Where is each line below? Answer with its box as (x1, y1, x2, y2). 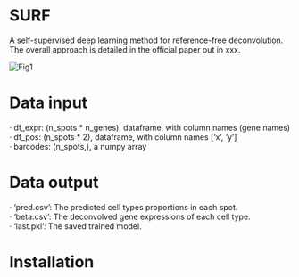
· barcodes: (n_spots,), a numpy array (9, 141, 147, 151)
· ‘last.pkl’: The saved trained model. (9, 220, 142, 232)
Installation (9, 252, 95, 272)
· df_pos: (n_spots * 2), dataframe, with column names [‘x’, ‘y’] (9, 131, 237, 143)
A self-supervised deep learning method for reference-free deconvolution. (9, 35, 284, 45)
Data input (9, 93, 88, 113)
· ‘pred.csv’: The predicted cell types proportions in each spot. (9, 201, 238, 212)
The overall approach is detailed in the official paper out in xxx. (9, 44, 241, 54)
